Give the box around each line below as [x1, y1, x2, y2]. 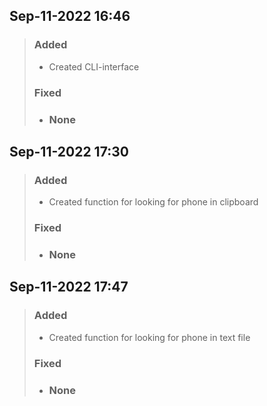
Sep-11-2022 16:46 [9, 8, 131, 25]
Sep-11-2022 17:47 [9, 279, 129, 296]
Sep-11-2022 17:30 [9, 143, 129, 160]
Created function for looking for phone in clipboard [48, 196, 259, 208]
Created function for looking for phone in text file [48, 331, 251, 343]
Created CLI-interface [48, 60, 140, 73]
